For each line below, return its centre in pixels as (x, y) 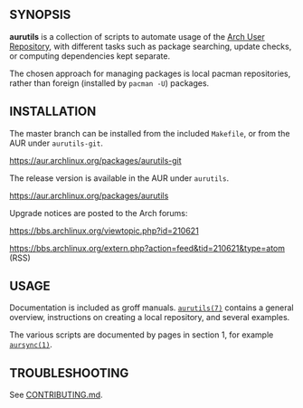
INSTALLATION (53, 112)
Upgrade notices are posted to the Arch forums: (99, 213)
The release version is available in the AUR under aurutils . (119, 178)
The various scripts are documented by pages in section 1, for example (142, 335)
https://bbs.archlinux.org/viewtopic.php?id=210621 (104, 231)
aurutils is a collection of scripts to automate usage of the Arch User (137, 36)
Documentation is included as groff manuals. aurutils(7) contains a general (151, 308)
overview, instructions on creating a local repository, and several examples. (150, 318)
